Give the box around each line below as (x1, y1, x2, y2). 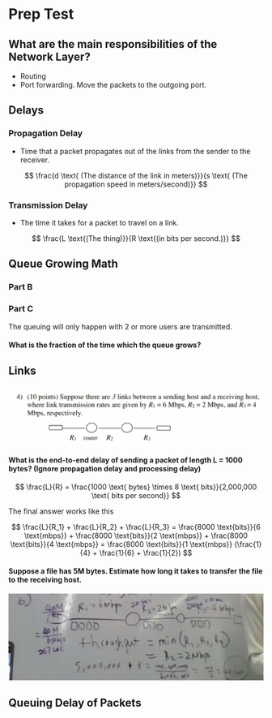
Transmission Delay (8, 200, 88, 211)
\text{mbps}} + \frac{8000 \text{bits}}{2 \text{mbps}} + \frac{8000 (23, 531, 249, 540)
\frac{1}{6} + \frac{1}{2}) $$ (99, 548, 193, 557)
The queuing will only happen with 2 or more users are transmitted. (8, 321, 232, 331)
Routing (19, 71, 47, 81)
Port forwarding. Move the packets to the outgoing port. (19, 80, 207, 89)
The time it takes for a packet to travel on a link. (19, 217, 180, 227)
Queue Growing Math (8, 257, 119, 271)
